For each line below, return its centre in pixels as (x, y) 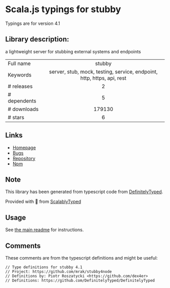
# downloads (23, 109)
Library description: (37, 39)
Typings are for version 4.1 (33, 23)
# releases (20, 86)
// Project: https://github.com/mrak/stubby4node (59, 272)
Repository (24, 158)
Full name (19, 63)
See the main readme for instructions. (45, 230)
